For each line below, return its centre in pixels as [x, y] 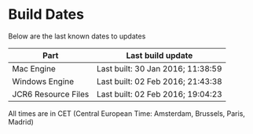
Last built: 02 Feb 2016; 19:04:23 [159, 94]
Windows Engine [43, 81]
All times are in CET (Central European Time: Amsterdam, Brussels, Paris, [127, 113]
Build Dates [46, 14]
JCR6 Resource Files [51, 94]
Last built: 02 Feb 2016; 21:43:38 [159, 81]
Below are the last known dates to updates [77, 36]
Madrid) [21, 121]
